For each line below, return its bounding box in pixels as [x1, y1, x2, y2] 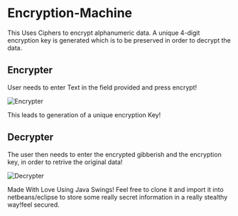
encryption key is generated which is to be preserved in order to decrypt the [7, 36, 231, 44]
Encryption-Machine [7, 5, 133, 21]
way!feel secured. [7, 200, 60, 209]
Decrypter [7, 131, 54, 144]
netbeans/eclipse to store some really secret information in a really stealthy [7, 193, 228, 201]
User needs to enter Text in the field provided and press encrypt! [7, 83, 198, 92]
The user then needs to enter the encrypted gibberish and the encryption [7, 150, 222, 158]
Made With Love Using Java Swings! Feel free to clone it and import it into [7, 185, 224, 193]
